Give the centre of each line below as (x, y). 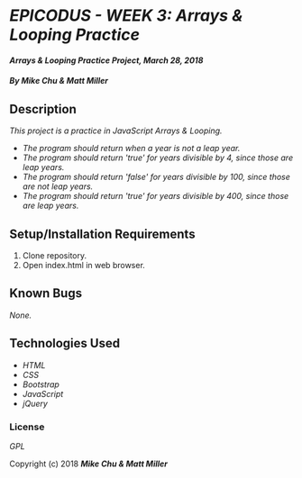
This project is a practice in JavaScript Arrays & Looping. (116, 131)
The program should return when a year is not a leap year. (131, 149)
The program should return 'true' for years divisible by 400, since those (156, 196)
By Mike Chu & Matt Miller (59, 81)
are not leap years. (58, 186)
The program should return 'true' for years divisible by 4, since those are (158, 158)
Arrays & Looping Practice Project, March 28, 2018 (106, 60)
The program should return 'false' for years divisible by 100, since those (156, 177)
